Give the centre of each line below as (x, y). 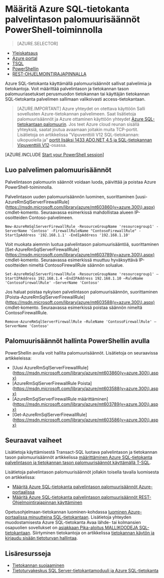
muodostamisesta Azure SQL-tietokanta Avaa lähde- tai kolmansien (73, 523)
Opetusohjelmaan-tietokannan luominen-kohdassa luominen (66, 512)
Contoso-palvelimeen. (51, 218)
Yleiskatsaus (25, 53)
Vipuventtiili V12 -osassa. (42, 145)
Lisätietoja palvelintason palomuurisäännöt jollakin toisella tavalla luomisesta (82, 472)
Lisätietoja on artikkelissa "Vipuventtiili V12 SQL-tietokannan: (78, 135)
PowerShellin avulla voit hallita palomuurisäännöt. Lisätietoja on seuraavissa (82, 353)
